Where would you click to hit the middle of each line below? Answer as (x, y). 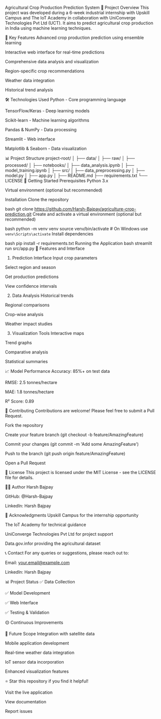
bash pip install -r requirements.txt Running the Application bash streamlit (79, 243)
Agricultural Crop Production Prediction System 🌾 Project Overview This (77, 8)
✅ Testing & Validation (27, 612)
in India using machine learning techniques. (48, 28)
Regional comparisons (27, 305)
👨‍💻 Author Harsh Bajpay (29, 487)
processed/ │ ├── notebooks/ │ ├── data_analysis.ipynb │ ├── (70, 165)
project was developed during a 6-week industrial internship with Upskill (77, 13)
